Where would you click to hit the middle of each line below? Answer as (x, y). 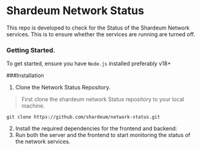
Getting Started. (31, 50)
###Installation (25, 76)
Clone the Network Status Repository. (63, 87)
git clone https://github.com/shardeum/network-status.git (83, 117)
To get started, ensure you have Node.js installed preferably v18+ (89, 64)
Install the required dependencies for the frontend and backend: (96, 128)
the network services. (43, 141)
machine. (33, 106)
